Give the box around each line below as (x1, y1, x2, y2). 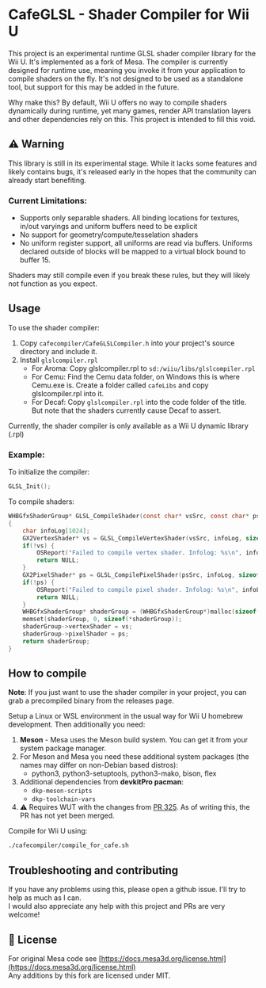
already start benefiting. (8, 175, 87, 185)
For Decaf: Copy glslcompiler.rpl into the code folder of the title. (31, 397, 247, 406)
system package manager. (19, 743, 107, 753)
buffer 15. (19, 255, 51, 265)
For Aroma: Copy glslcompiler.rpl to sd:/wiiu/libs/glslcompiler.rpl (31, 363, 256, 373)
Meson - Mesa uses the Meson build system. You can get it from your (19, 735, 248, 745)
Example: (8, 449, 45, 460)
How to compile (8, 667, 87, 681)
